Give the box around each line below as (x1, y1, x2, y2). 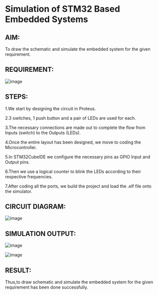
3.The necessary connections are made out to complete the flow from (5, 125, 145, 130)
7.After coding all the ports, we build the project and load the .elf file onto (5, 183, 152, 189)
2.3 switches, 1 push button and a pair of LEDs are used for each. (5, 115, 136, 121)
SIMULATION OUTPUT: (5, 230, 77, 238)
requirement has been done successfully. (5, 284, 88, 290)
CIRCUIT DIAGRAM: (5, 203, 66, 211)
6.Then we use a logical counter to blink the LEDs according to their (5, 169, 141, 174)
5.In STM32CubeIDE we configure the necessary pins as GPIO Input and (5, 154, 150, 160)
